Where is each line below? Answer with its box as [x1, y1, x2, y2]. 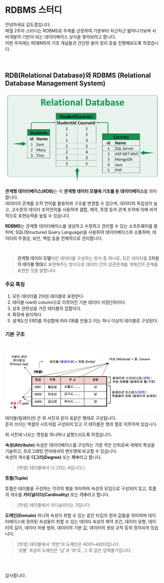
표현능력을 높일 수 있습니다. [18, 213, 70, 219]
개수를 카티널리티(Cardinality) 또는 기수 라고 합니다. [10, 492, 110, 498]
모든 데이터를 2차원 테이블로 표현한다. [12, 293, 85, 299]
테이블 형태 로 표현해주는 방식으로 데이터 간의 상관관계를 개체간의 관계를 [22, 262, 158, 267]
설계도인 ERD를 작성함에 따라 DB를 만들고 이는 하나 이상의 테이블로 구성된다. [12, 317, 159, 323]
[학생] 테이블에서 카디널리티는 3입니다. [17, 502, 92, 508]
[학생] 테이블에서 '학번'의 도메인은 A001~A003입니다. [17, 541, 120, 547]
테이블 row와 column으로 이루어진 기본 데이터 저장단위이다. [12, 299, 126, 305]
